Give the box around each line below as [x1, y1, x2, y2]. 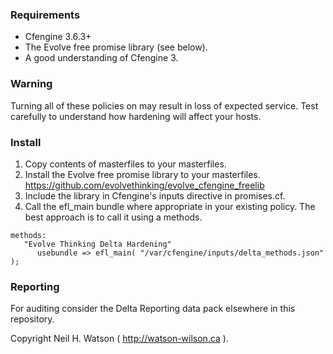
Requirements [10, 8, 81, 22]
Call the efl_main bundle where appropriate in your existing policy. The [24, 200, 316, 212]
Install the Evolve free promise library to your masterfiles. [24, 168, 261, 180]
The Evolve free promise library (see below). [24, 41, 208, 53]
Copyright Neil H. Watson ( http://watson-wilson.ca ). [10, 333, 229, 345]
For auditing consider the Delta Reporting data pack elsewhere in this [10, 303, 296, 315]
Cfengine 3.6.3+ [24, 31, 92, 43]
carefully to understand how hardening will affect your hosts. [10, 110, 262, 122]
